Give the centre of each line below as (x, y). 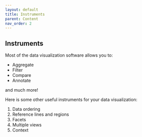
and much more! (22, 90)
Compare (22, 75)
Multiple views (27, 125)
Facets (19, 120)
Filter (17, 70)
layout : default (22, 10)
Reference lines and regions (41, 114)
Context (20, 130)
